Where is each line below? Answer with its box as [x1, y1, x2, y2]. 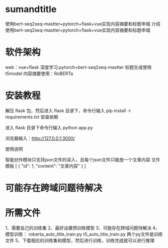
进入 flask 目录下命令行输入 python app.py [5, 124, 93, 130]
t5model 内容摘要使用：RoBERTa [5, 70, 73, 76]
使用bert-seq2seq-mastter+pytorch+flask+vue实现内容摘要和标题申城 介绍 [5, 21, 161, 27]
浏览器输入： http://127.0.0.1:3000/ [5, 135, 75, 141]
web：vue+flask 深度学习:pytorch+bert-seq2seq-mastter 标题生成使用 [5, 64, 152, 70]
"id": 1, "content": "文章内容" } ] [21, 162, 87, 169]
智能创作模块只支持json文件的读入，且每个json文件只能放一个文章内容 [5, 156, 150, 162]
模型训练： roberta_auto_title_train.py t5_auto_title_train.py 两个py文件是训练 [5, 231, 163, 237]
